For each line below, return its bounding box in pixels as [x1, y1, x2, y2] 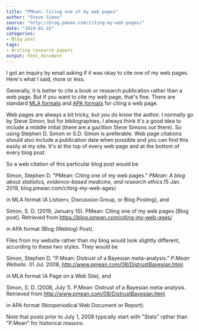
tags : [6, 42, 20, 48]
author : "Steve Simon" [6, 14, 62, 20]
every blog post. [6, 149, 46, 156]
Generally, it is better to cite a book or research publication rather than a [6, 87, 183, 94]
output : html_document [6, 53, 62, 59]
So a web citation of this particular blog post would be [6, 160, 138, 167]
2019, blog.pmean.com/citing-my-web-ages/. [6, 184, 118, 192]
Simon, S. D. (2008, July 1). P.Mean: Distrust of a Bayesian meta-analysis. [6, 284, 186, 291]
